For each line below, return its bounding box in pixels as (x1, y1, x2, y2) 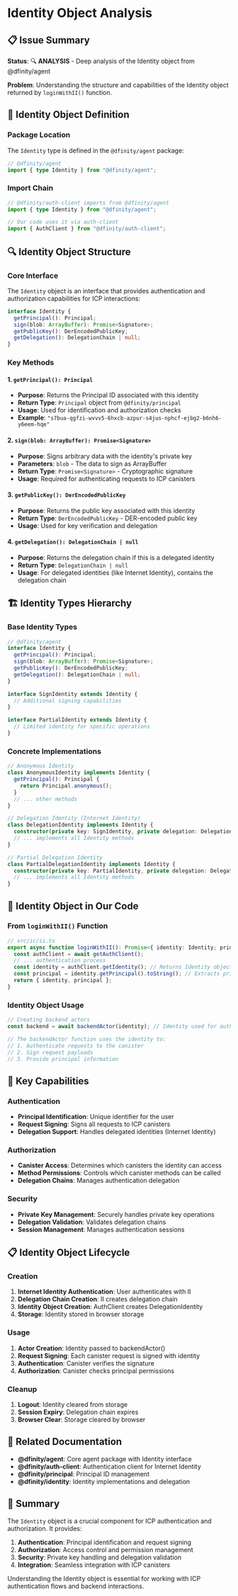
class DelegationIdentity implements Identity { (7, 821, 154, 828)
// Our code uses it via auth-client (7, 218, 119, 226)
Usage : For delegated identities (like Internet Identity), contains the (17, 568, 214, 577)
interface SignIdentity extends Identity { (7, 690, 138, 697)
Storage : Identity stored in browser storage (17, 1310, 144, 1319)
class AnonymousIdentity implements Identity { (7, 769, 151, 777)
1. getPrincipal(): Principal (7, 375, 93, 383)
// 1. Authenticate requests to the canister (7, 1042, 144, 1050)
